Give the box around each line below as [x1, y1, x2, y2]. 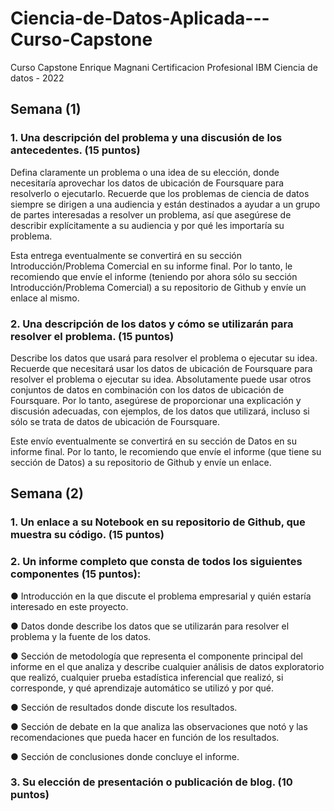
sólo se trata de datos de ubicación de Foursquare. [10, 415, 220, 427]
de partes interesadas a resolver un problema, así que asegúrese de [10, 208, 292, 221]
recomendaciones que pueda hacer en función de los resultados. [10, 731, 280, 743]
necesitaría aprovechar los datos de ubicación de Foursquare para [10, 177, 285, 189]
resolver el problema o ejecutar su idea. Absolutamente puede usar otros [10, 373, 312, 385]
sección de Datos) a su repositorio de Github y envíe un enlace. [10, 456, 272, 468]
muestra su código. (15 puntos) [10, 528, 165, 542]
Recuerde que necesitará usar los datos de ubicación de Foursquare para [10, 362, 313, 374]
